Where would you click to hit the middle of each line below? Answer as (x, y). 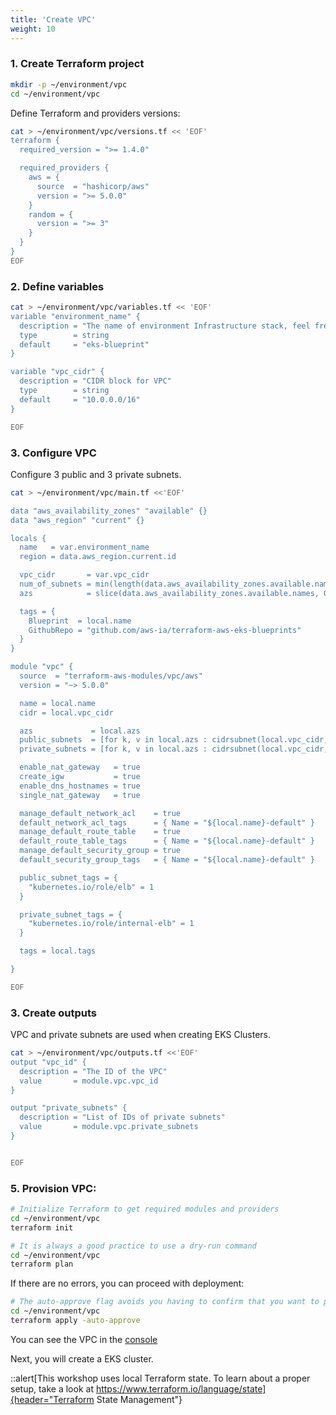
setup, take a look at (52, 1388)
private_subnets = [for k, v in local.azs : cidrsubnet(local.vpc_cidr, (174, 749)
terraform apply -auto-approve (75, 1321)
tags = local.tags (58, 951)
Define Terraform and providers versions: (95, 113)
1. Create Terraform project (77, 64)
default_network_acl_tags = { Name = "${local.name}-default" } (167, 822)
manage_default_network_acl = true (100, 813)
